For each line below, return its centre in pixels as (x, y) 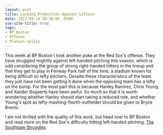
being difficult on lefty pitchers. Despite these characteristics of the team (78, 76)
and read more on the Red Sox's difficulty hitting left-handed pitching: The (80, 122)
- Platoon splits (23, 42)
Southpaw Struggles (26, 127)
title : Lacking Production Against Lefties (50, 14)
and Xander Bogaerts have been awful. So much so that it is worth (71, 91)
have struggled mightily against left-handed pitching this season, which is (79, 60)
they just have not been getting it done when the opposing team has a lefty (80, 81)
